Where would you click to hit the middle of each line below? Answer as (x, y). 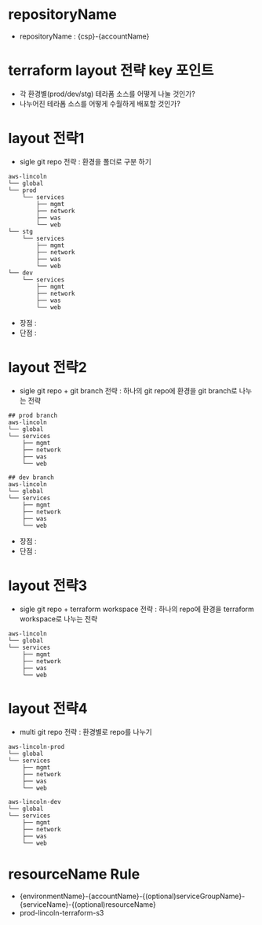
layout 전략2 (48, 367)
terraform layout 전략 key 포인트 (111, 70)
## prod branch (33, 415)
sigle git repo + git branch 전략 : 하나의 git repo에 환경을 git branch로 (128, 390)
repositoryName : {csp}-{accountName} (84, 36)
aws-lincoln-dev (35, 802)
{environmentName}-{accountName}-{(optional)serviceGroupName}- (132, 896)
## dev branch (31, 477)
